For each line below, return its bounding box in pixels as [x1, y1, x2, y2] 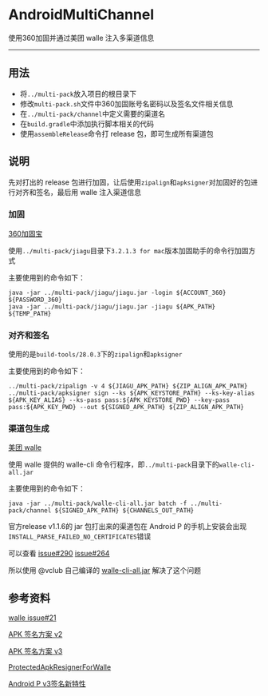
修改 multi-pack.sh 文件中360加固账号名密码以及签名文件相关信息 [19, 98, 234, 109]
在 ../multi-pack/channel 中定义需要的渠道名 [19, 109, 166, 118]
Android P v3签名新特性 [8, 679, 86, 689]
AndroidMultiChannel [8, 6, 155, 24]
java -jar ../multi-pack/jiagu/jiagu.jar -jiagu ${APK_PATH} [8, 302, 216, 311]
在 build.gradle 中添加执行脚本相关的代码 [19, 118, 154, 129]
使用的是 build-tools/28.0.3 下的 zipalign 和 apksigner [8, 349, 183, 359]
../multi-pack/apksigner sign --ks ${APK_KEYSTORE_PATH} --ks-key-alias [8, 389, 255, 397]
